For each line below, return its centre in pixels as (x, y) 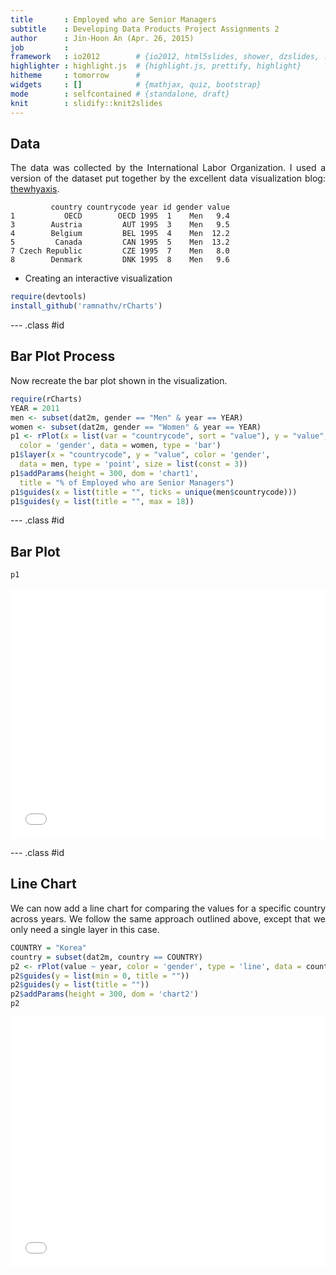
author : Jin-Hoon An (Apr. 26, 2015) (102, 38)
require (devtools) (48, 297)
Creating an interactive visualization (98, 278)
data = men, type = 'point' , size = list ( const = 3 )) (133, 464)
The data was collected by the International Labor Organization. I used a (168, 168)
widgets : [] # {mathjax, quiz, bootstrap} (136, 85)
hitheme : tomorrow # (75, 76)
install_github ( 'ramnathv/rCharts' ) (86, 306)
